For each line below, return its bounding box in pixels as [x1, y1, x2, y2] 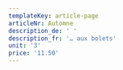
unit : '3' [8, 42, 42, 50]
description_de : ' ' [8, 27, 78, 35]
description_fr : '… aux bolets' [8, 34, 117, 43]
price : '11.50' [8, 49, 59, 57]
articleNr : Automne [8, 19, 74, 27]
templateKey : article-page [8, 11, 99, 20]
